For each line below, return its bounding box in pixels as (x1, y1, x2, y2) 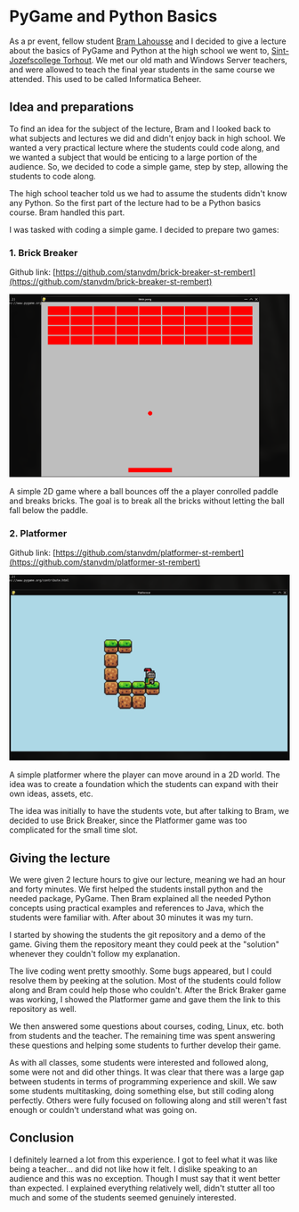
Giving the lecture (9, 851, 111, 866)
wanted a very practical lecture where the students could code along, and (9, 142, 280, 153)
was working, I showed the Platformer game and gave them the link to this (9, 993, 281, 1005)
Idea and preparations (9, 100, 134, 115)
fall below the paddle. (9, 505, 89, 516)
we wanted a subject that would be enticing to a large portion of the (9, 152, 258, 162)
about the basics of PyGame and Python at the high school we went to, (9, 45, 270, 55)
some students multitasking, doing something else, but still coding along (9, 1085, 274, 1096)
